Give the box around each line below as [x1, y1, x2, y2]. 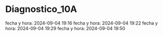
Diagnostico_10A [5, 3, 77, 15]
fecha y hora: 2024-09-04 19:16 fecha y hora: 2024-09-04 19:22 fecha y [5, 20, 158, 26]
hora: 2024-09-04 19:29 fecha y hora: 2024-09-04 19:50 [5, 25, 125, 31]
